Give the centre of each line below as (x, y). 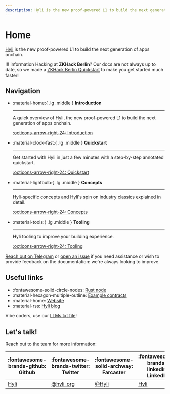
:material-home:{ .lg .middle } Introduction (57, 103)
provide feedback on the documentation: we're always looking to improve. (83, 262)
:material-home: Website (38, 301)
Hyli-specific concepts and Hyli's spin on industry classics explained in (87, 197)
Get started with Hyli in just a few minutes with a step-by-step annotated (88, 157)
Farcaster (114, 372)
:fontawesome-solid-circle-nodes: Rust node (59, 290)
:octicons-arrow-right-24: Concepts (50, 212)
